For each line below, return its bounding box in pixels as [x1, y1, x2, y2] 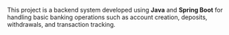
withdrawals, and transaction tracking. [7, 21, 116, 28]
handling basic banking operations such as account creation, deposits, [7, 13, 208, 21]
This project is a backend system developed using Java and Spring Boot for [7, 6, 223, 14]
